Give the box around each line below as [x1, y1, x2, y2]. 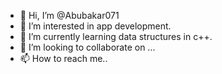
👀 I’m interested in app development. [19, 20, 172, 32]
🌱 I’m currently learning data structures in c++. [19, 31, 213, 42]
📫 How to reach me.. [19, 53, 108, 64]
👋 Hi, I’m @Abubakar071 [19, 10, 120, 21]
